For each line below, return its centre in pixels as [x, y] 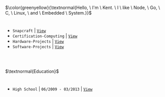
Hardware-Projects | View [38, 41]
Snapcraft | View [29, 31]
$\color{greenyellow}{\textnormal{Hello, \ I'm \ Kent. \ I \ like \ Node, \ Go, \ [83, 8]
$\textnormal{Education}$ [32, 71]
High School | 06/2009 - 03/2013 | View [52, 89]
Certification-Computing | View [45, 36]
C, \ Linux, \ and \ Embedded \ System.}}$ [48, 13]
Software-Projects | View [38, 47]
